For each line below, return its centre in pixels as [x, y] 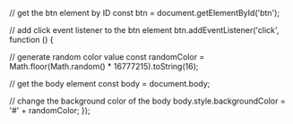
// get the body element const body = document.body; [110, 83]
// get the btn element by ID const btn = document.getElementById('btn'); [145, 13]
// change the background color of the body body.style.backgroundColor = [147, 101]
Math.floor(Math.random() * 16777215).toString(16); [104, 66]
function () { [31, 40]
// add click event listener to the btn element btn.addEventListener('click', [144, 30]
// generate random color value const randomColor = [107, 57]
